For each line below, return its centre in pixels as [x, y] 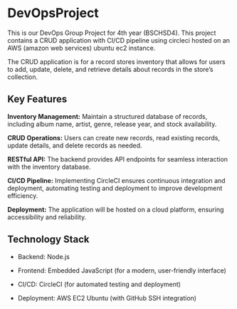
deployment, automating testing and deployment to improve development [115, 188]
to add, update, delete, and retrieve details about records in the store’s [110, 69]
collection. [23, 77]
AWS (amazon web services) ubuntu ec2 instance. [81, 48]
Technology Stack [48, 240]
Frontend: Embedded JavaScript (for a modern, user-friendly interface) [122, 270]
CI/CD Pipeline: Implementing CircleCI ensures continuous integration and [116, 180]
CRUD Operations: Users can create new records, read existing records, [114, 137]
